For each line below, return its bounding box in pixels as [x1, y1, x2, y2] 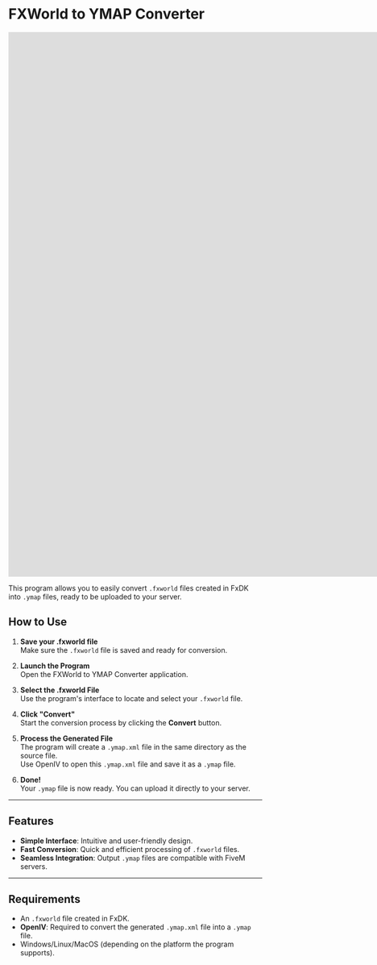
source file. [19, 750, 58, 760]
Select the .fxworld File [19, 685, 100, 695]
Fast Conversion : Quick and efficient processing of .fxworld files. [19, 844, 240, 854]
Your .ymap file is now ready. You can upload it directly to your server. [19, 783, 251, 793]
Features [8, 814, 54, 828]
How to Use [8, 615, 68, 629]
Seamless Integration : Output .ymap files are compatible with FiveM [19, 853, 246, 863]
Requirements [8, 892, 81, 906]
